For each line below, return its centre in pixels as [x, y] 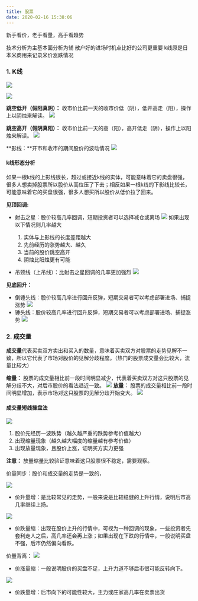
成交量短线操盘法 [27, 407]
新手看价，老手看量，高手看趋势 [45, 35]
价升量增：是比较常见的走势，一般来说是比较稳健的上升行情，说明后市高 [103, 497]
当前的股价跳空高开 [47, 252]
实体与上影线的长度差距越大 [57, 237]
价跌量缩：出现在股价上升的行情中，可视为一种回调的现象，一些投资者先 [103, 528]
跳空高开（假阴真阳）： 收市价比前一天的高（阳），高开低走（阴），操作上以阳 [99, 128]
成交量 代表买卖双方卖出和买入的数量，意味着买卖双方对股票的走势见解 [92, 350]
